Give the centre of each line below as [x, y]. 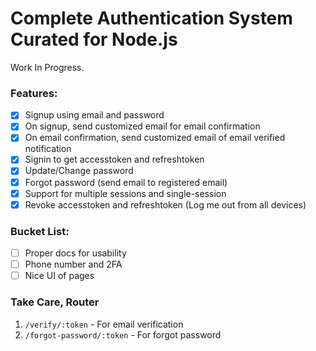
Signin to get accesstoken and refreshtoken [114, 159]
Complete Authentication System [151, 18]
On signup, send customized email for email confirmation [142, 126]
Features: [34, 93]
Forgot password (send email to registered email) [126, 182]
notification [48, 149]
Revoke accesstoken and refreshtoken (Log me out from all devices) [165, 204]
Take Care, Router [55, 302]
